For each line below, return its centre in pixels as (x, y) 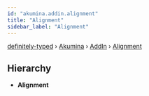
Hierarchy (29, 68)
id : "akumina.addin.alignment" (53, 14)
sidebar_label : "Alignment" (48, 26)
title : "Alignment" (36, 20)
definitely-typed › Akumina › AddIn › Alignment (74, 47)
